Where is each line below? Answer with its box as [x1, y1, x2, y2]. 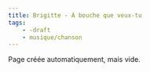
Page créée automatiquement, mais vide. [8, 55, 141, 64]
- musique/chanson [22, 33, 82, 41]
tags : [8, 19, 26, 27]
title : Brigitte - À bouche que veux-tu [8, 11, 143, 20]
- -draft [22, 26, 51, 34]
